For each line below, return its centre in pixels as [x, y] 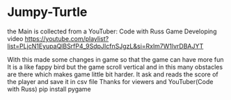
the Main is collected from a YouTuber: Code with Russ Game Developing [112, 31]
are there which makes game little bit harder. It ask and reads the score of [113, 74]
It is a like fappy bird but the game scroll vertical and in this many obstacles [115, 67]
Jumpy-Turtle [47, 12]
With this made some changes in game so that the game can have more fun [115, 59]
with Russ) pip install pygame [49, 89]
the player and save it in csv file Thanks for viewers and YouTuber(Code [110, 81]
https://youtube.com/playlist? [67, 38]
